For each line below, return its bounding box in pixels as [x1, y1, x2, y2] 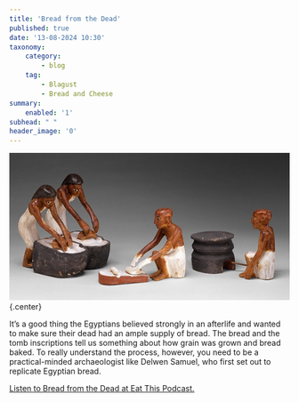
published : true [9, 23, 69, 33]
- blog [41, 61, 66, 70]
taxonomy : [9, 43, 46, 52]
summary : [9, 99, 42, 108]
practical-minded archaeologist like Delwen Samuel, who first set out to [9, 356, 271, 366]
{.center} [9, 301, 43, 311]
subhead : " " [9, 117, 58, 126]
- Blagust [41, 80, 77, 89]
